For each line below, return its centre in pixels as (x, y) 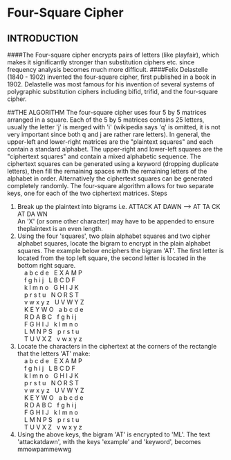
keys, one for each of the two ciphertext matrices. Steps (87, 193)
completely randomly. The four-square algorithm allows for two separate (111, 186)
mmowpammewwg (44, 449)
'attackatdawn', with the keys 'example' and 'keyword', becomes (109, 442)
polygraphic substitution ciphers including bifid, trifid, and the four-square (113, 92)
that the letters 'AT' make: (54, 353)
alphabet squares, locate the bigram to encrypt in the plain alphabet (114, 243)
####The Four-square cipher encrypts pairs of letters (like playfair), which (113, 55)
